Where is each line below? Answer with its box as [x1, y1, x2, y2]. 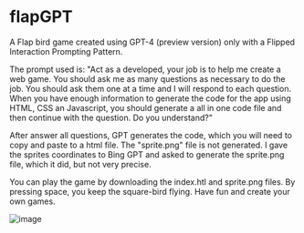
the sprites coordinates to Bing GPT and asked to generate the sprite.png [9, 148, 285, 160]
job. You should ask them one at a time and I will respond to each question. [9, 83, 292, 94]
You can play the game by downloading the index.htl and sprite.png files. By [9, 176, 296, 187]
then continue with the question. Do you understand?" [9, 112, 213, 123]
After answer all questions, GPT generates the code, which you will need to [9, 129, 292, 140]
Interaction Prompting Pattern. [9, 46, 123, 56]
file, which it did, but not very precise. [9, 158, 152, 169]
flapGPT [9, 6, 73, 27]
